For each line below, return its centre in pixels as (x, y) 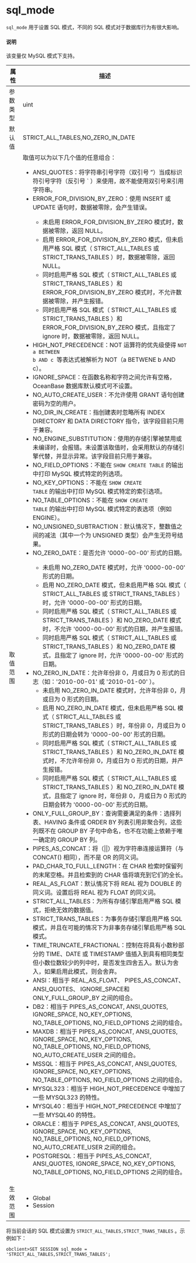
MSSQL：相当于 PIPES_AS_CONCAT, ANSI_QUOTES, (105, 1064)
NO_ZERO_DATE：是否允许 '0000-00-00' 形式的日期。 (109, 553)
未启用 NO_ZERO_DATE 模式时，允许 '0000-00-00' (114, 567)
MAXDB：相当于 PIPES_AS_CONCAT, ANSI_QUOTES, (105, 1032)
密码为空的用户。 (56, 403)
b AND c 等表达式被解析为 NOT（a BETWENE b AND (104, 360)
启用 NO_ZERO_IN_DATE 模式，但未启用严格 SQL (109, 708)
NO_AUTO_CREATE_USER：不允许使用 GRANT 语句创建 (108, 395)
